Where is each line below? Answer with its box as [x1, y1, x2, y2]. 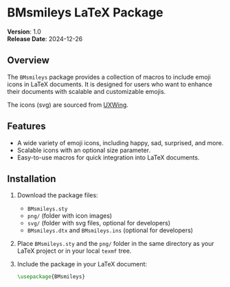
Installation [7, 173, 56, 184]
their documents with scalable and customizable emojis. [7, 87, 166, 95]
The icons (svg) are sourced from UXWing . [7, 101, 129, 109]
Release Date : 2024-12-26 [7, 34, 83, 42]
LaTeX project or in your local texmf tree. [16, 247, 132, 255]
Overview [7, 55, 50, 66]
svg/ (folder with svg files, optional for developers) [27, 219, 171, 227]
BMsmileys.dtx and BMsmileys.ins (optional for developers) [27, 226, 194, 234]
